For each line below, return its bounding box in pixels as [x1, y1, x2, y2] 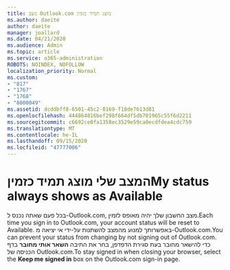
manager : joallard [7, 29, 60, 36]
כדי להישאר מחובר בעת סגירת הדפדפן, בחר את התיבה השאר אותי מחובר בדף [7, 240, 211, 248]
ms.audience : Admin [7, 42, 63, 49]
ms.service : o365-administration [7, 55, 103, 62]
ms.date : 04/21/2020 [7, 36, 67, 43]
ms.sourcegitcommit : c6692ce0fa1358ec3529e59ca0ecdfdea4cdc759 [7, 118, 192, 126]
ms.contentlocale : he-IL [7, 131, 78, 138]
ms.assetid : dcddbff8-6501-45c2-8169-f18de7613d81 [7, 106, 155, 113]
